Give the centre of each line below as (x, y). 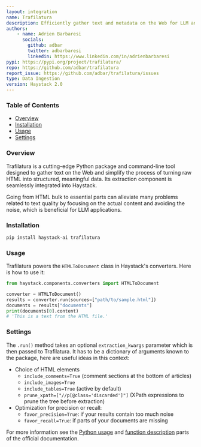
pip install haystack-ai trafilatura (53, 238)
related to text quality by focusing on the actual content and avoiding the (96, 203)
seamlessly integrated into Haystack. (52, 185)
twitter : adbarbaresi (55, 51)
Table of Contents (33, 105)
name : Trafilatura (29, 17)
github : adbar (45, 46)
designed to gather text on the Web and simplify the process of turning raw (99, 172)
